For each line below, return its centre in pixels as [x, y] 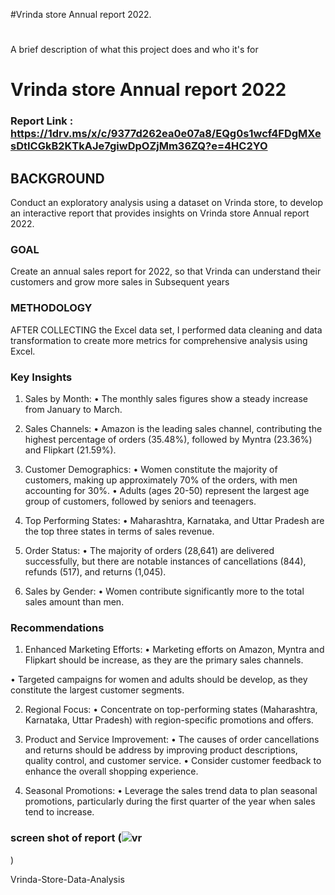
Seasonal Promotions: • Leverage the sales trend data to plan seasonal [171, 791]
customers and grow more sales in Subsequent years [120, 282]
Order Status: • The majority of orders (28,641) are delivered [149, 550]
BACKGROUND [57, 178]
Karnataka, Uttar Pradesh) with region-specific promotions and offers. [169, 720]
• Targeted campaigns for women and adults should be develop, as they [159, 680]
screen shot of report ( [66, 838]
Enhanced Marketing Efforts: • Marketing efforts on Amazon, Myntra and [174, 650]
